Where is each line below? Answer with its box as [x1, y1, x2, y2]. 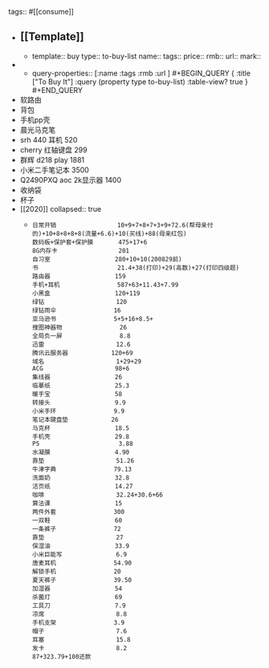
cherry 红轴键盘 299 [19, 144, 88, 155]
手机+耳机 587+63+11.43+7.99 [31, 281, 179, 289]
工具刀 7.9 [31, 601, 126, 609]
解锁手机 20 [31, 567, 122, 576]
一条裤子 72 [31, 524, 122, 532]
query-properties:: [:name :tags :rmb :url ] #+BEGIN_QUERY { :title [31, 68, 251, 78]
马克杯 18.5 [31, 424, 130, 432]
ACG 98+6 [31, 364, 130, 372]
